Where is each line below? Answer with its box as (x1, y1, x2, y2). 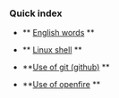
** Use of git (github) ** (21, 61, 110, 73)
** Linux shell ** (21, 45, 82, 55)
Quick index (9, 7, 63, 20)
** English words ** (21, 28, 95, 38)
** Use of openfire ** (21, 79, 101, 90)
